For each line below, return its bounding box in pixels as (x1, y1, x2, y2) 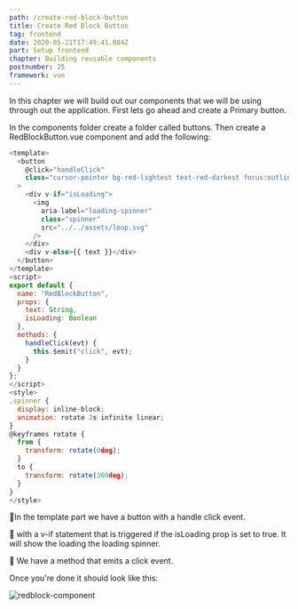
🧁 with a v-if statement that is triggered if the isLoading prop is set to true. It (9, 529, 286, 540)
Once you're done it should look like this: (9, 573, 158, 583)
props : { (17, 297, 50, 307)
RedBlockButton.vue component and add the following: (9, 131, 211, 142)
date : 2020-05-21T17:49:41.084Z (9, 37, 129, 47)
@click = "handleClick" (25, 165, 105, 174)
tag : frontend (9, 29, 62, 38)
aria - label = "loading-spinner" (41, 206, 153, 215)
